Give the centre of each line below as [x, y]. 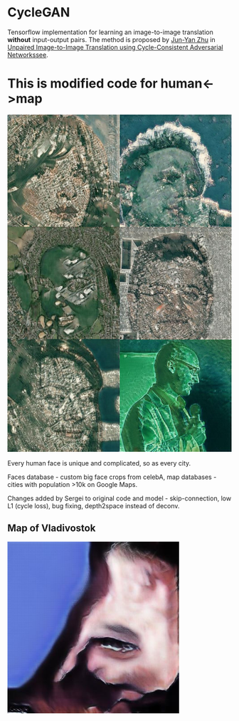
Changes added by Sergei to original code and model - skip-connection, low [119, 498]
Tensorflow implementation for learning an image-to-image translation [110, 32]
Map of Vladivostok [52, 528]
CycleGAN [39, 12]
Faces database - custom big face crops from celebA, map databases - [112, 477]
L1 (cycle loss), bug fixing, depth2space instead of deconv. [94, 505]
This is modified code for [83, 84]
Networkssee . [28, 55]
